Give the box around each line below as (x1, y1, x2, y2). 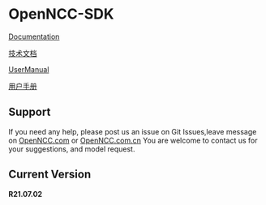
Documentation (8, 32, 60, 41)
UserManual (8, 64, 49, 74)
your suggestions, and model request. (8, 143, 135, 154)
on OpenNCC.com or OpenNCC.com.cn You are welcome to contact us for (8, 135, 258, 145)
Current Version (8, 168, 92, 182)
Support (8, 105, 51, 119)
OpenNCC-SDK (8, 5, 114, 23)
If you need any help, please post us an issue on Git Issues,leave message (8, 126, 257, 136)
